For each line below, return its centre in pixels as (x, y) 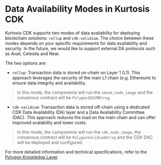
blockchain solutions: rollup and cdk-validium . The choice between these (80, 38)
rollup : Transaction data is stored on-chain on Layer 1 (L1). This (76, 72)
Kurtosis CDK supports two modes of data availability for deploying (72, 33)
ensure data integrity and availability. (49, 83)
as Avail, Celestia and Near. (32, 53)
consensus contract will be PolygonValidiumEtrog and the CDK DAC (85, 137)
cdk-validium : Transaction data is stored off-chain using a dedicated (81, 107)
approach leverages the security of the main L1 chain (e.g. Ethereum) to (84, 78)
